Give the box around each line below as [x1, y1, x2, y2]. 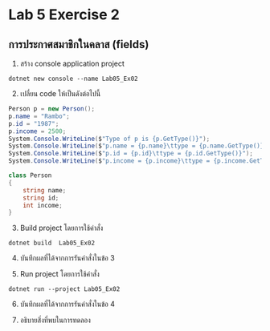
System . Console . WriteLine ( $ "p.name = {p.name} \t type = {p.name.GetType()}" [8, 142, 268, 150]
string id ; [22, 194, 59, 202]
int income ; [22, 201, 63, 209]
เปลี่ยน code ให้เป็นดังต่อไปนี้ [19, 89, 101, 98]
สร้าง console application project [19, 59, 125, 68]
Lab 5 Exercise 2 [8, 6, 121, 24]
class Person [8, 172, 52, 180]
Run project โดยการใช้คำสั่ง [19, 269, 100, 279]
